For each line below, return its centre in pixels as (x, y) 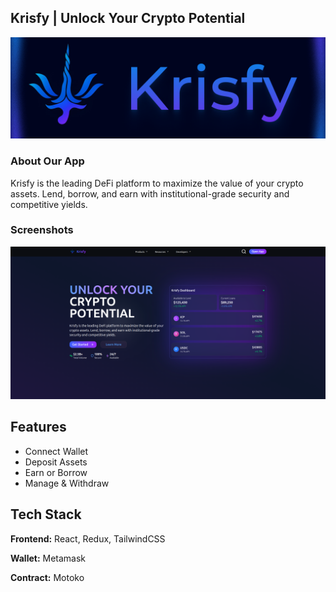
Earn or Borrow (56, 472)
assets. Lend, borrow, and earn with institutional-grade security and (150, 193)
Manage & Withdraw (67, 483)
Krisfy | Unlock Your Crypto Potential (128, 18)
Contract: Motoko (47, 577)
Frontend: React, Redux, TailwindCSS (88, 538)
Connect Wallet (56, 451)
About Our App (47, 161)
